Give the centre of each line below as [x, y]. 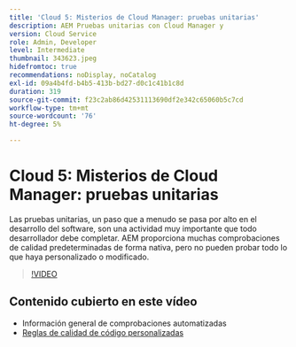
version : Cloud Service [53, 34]
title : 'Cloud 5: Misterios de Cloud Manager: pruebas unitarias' [134, 17]
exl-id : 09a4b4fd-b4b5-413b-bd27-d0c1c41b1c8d [97, 83]
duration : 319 [35, 91]
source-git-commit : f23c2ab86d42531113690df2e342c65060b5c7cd [126, 100]
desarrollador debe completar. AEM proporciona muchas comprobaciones [145, 238]
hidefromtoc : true [43, 67]
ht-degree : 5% [35, 125]
